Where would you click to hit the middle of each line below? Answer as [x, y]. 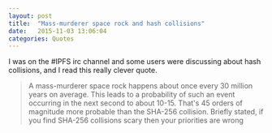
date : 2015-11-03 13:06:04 [58, 31]
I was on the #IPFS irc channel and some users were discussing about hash [135, 62]
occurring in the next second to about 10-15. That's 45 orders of [136, 103]
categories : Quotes [41, 39]
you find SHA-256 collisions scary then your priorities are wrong [136, 120]
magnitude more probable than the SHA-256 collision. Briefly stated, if [146, 112]
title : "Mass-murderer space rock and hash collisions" [107, 24]
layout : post [30, 16]
